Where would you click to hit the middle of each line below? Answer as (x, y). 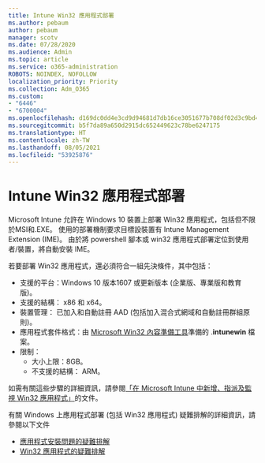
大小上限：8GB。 (59, 362)
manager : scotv (33, 37)
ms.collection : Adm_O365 (49, 89)
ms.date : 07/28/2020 (42, 45)
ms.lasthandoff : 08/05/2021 (54, 147)
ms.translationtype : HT (47, 133)
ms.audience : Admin (40, 52)
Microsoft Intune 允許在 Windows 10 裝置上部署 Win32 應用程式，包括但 (125, 220)
